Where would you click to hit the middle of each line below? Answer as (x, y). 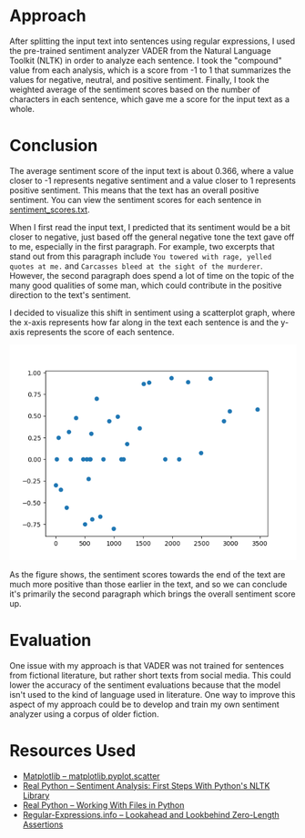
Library (36, 795)
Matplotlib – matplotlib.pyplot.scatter (91, 776)
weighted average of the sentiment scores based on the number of (135, 89)
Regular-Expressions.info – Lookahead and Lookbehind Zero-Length (151, 814)
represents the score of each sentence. (101, 332)
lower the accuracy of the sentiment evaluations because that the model (145, 685)
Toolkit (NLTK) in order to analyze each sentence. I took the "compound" (146, 60)
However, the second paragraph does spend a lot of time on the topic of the (152, 275)
